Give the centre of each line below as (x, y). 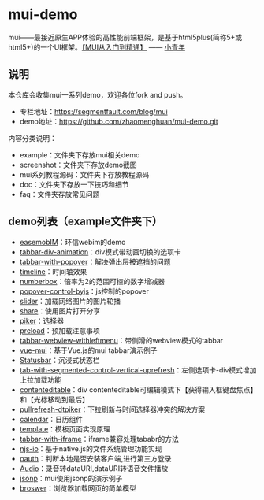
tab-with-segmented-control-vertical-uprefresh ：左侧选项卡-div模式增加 (138, 370)
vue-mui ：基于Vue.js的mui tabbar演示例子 (88, 350)
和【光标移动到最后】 (54, 399)
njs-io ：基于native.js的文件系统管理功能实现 (91, 448)
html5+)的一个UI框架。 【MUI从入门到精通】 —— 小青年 (97, 47)
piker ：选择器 (42, 320)
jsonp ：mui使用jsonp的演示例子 (71, 478)
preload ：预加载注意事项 (59, 330)
